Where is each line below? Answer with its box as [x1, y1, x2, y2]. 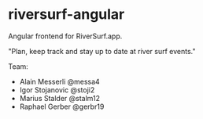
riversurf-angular [8, 5, 125, 23]
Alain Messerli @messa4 [19, 77, 100, 86]
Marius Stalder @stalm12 [19, 93, 101, 103]
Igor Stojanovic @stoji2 [19, 85, 95, 95]
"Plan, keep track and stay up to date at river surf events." [8, 46, 196, 56]
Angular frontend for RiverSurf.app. [8, 31, 123, 41]
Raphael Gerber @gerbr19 [19, 102, 105, 111]
